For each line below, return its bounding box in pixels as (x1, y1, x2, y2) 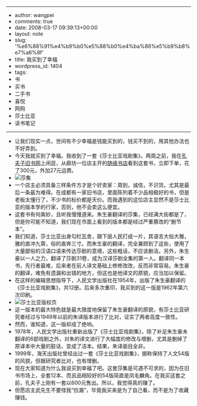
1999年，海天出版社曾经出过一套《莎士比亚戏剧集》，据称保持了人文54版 (14, 350, 189, 357)
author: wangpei (14, 12, 55, 18)
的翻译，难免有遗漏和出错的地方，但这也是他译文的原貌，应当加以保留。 (14, 269, 189, 276)
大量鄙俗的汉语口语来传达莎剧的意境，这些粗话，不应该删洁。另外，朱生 (14, 247, 189, 254)
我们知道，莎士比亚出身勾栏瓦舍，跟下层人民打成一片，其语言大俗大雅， (14, 233, 189, 240)
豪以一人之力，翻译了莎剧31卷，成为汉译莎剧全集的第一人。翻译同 (14, 255, 175, 261)
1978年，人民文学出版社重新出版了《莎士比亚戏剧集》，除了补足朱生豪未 (14, 328, 188, 335)
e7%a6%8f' (14, 49, 44, 56)
